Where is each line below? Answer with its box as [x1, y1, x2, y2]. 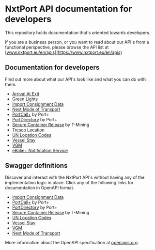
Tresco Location [12, 127, 45, 133]
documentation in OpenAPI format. [5, 185, 75, 190]
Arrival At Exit [12, 91, 40, 96]
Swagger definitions [5, 161, 68, 170]
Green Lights [12, 96, 38, 102]
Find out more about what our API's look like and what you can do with [5, 76, 146, 82]
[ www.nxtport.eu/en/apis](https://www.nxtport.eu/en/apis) [5, 49, 122, 55]
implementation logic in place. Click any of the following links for [5, 179, 134, 185]
